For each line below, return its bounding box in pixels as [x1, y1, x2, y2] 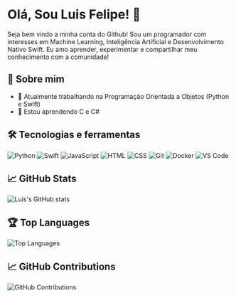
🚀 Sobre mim [7, 73, 65, 85]
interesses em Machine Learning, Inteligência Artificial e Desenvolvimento [7, 37, 224, 46]
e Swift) [17, 100, 41, 108]
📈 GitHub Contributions [7, 260, 116, 272]
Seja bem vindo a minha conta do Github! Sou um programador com [7, 30, 207, 38]
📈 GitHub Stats [7, 172, 77, 184]
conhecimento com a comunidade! [7, 53, 109, 61]
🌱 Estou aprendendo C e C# [17, 107, 100, 116]
